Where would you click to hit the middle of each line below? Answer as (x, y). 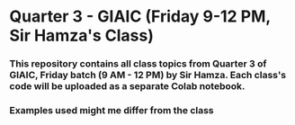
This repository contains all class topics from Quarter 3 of (138, 64)
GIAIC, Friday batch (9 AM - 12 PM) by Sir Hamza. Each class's (147, 76)
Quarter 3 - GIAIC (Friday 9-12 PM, (140, 17)
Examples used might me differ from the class (112, 111)
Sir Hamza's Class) (82, 36)
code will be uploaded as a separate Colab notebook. (127, 86)
